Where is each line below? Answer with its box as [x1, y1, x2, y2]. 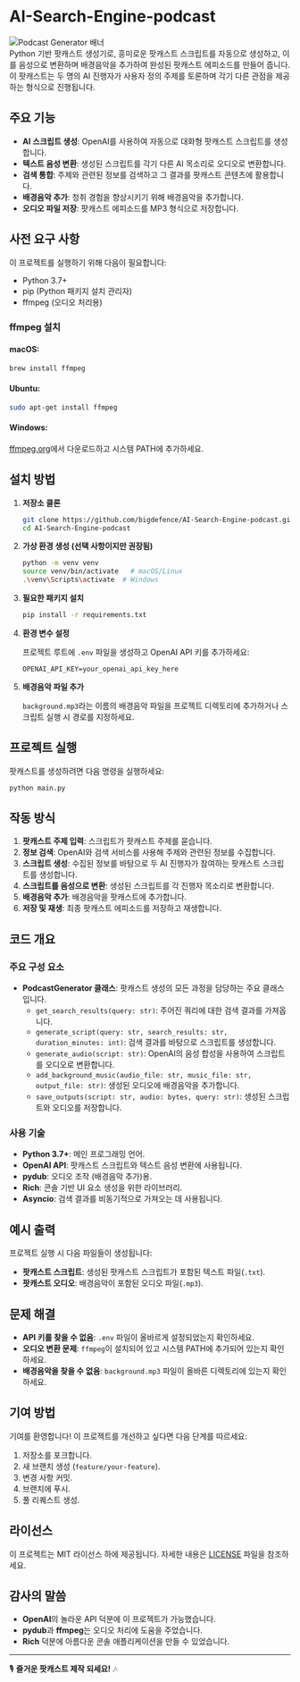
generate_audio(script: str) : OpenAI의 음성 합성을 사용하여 [35, 1048, 254, 1059]
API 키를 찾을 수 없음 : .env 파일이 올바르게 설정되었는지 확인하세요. [21, 1332, 254, 1343]
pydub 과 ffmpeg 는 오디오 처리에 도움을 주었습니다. [21, 1625, 204, 1636]
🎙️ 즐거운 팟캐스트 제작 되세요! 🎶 [9, 1663, 118, 1674]
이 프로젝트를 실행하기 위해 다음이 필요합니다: [9, 257, 167, 267]
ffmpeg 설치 [9, 321, 61, 334]
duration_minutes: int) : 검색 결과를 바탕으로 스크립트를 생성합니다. [35, 1037, 277, 1048]
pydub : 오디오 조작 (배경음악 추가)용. [21, 1171, 153, 1182]
